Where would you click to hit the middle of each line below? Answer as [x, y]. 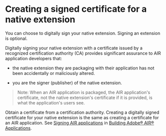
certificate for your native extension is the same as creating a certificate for [82, 117]
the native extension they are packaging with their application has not [83, 68]
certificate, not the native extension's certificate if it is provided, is [85, 98]
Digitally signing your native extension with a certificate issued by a [74, 48]
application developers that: [34, 58]
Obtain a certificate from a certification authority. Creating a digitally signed [82, 112]
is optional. [16, 38]
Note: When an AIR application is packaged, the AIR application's [84, 92]
